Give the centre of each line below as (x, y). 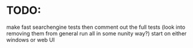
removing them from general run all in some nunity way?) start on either (96, 33)
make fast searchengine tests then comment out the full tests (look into (96, 27)
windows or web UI (31, 40)
